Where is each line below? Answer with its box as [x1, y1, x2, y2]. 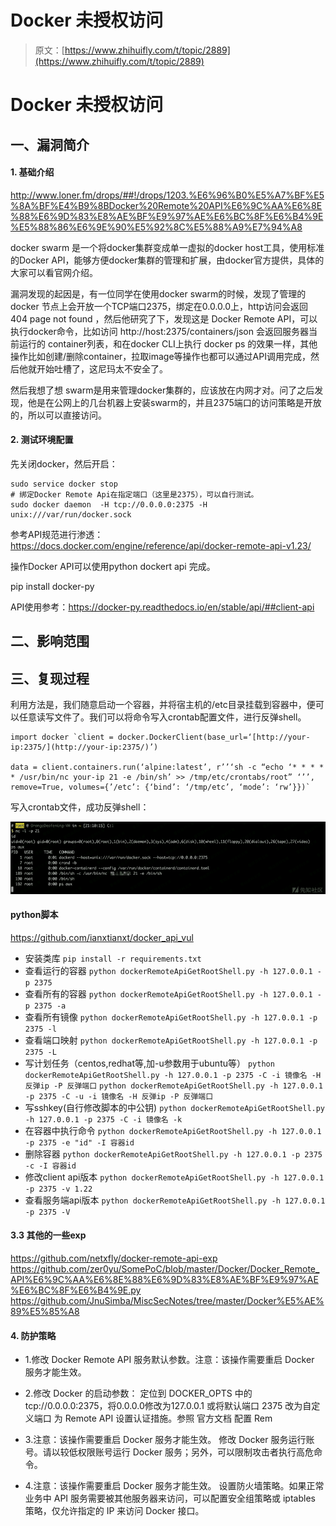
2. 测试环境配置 [10, 434, 74, 446]
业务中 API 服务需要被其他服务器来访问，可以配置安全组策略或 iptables [24, 1492, 316, 1505]
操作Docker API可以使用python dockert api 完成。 [10, 560, 216, 572]
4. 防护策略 [10, 1329, 57, 1341]
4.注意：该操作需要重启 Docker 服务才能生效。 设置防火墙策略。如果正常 [24, 1480, 325, 1492]
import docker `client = [10, 732, 114, 743]
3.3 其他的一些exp [10, 1229, 87, 1241]
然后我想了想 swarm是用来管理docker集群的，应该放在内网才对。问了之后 [10, 384, 315, 396]
